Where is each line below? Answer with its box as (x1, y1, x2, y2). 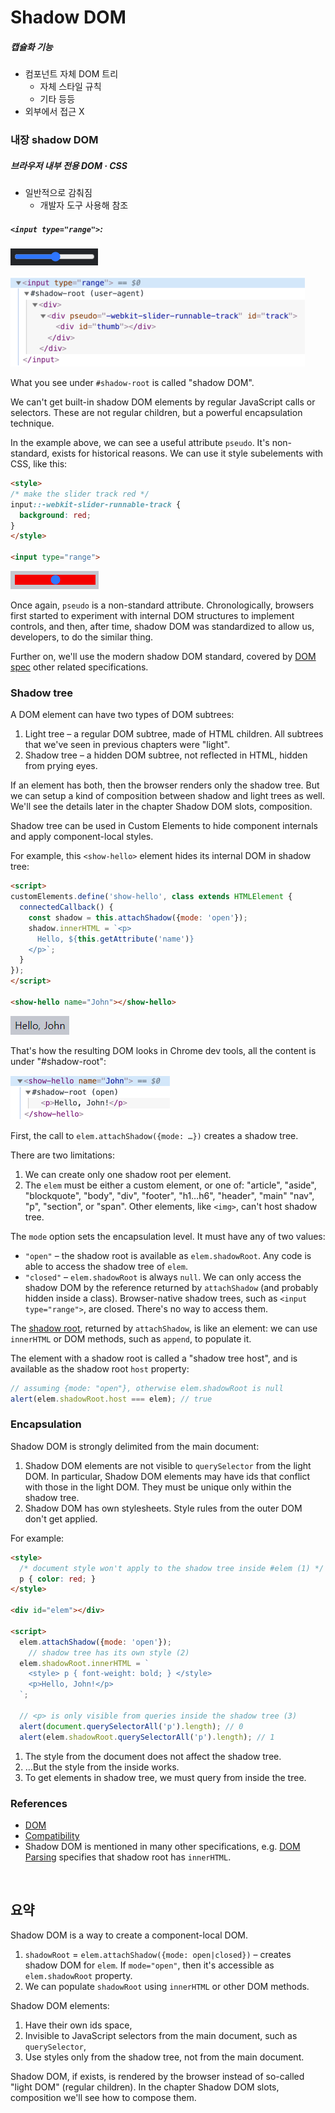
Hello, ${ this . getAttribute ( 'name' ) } (36, 934, 195, 944)
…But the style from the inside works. (24, 1761, 180, 1773)
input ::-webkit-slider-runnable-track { (10, 499, 182, 510)
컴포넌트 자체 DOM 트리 (24, 68, 119, 80)
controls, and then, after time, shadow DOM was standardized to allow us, (10, 621, 315, 633)
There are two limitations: (10, 1149, 115, 1161)
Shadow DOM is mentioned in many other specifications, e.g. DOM (24, 1840, 301, 1852)
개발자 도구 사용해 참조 (39, 199, 129, 211)
